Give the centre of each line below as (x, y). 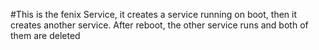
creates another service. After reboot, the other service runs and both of (159, 25)
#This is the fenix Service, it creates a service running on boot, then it (154, 14)
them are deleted (45, 35)
